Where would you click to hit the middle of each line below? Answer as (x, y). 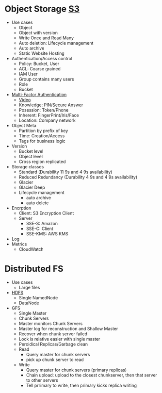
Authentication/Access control (42, 58)
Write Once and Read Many (46, 38)
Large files (29, 287)
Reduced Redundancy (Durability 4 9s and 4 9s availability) (78, 177)
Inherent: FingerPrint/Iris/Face (49, 115)
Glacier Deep (32, 187)
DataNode (29, 303)
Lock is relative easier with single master (59, 339)
